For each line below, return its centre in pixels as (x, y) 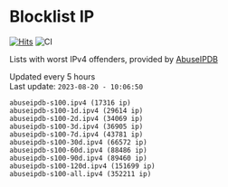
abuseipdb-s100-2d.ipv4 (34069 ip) (76, 118)
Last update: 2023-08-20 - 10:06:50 (76, 86)
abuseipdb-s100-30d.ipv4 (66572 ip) (78, 142)
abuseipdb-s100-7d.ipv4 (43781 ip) (76, 134)
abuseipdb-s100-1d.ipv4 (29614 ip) (76, 110)
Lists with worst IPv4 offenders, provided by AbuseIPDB (114, 59)
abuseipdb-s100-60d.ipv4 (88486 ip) (78, 150)
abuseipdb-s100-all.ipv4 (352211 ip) (81, 173)
